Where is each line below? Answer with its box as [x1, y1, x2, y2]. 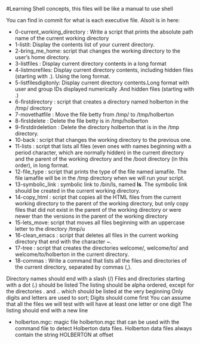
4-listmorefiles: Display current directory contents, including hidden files [14, 66, 193, 74]
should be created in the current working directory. [14, 187, 141, 194]
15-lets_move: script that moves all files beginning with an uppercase [14, 219, 185, 226]
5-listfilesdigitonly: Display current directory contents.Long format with [14, 79, 189, 86]
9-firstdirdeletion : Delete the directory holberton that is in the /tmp [14, 124, 180, 130]
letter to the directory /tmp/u [14, 226, 85, 232]
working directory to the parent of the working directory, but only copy [14, 200, 189, 207]
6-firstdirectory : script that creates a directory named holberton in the [14, 98, 189, 105]
